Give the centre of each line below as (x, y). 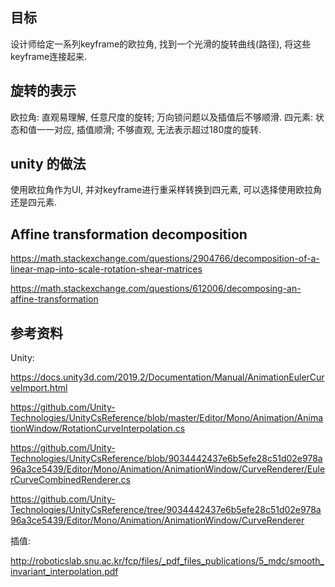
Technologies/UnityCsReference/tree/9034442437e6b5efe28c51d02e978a (166, 510)
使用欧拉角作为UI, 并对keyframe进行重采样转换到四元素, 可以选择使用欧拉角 (166, 190)
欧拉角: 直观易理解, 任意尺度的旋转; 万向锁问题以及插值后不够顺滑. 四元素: (162, 117)
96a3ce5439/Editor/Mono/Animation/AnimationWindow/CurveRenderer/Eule (168, 469)
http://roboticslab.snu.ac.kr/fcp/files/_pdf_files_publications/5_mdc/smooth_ (167, 561)
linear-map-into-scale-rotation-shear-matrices (106, 269)
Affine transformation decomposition (129, 234)
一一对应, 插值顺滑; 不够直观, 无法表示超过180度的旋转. (149, 129)
